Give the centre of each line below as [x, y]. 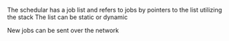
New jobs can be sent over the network [63, 30]
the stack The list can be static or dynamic [68, 17]
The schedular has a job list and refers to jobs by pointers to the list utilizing [115, 10]
